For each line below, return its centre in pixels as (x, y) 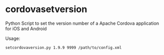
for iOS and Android (26, 28)
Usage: (13, 38)
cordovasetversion (46, 9)
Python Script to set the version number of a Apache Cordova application (82, 23)
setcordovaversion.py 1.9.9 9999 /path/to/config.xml (64, 47)
